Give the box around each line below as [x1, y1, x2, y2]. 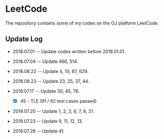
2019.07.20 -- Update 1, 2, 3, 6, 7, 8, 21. [12, 108, 95, 114]
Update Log [5, 35, 43, 43]
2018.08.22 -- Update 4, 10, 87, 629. [12, 68, 89, 74]
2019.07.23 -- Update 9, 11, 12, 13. [12, 118, 83, 124]
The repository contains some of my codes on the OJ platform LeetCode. [5, 20, 159, 26]
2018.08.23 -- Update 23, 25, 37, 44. [12, 78, 90, 84]
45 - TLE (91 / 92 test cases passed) [20, 98, 97, 104]
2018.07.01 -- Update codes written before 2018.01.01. [12, 48, 126, 54]
